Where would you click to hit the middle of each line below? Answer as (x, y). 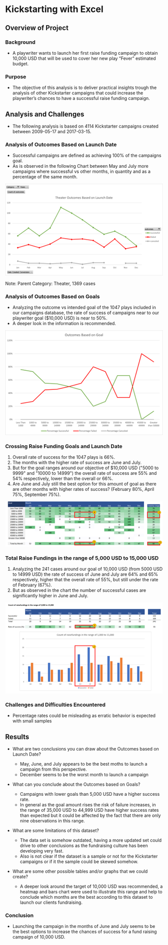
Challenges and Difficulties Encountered (55, 704)
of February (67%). (32, 585)
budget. (20, 63)
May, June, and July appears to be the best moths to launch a (83, 764)
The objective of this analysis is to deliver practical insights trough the (84, 88)
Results (17, 737)
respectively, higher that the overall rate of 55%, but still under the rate (85, 579)
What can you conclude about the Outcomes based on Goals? (76, 784)
